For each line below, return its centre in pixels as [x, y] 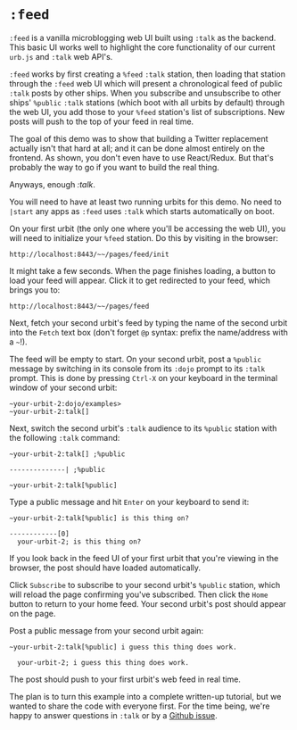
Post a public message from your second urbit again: [107, 630]
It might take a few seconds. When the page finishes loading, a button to [143, 270]
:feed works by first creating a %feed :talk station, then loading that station [147, 74]
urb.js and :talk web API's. [61, 56]
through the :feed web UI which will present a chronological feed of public [146, 83]
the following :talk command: [65, 437]
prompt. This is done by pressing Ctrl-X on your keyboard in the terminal [144, 377]
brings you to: [35, 290]
